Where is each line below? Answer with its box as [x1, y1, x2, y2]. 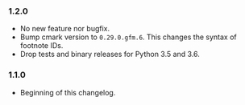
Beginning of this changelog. [19, 87, 116, 97]
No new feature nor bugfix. [19, 24, 110, 34]
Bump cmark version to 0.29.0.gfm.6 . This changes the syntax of [19, 32, 237, 42]
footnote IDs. [19, 41, 64, 50]
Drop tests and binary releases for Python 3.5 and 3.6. [19, 50, 200, 59]
